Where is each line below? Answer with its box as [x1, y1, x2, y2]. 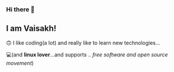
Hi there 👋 [6, 5, 35, 14]
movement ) [6, 59, 34, 67]
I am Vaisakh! [6, 24, 57, 34]
